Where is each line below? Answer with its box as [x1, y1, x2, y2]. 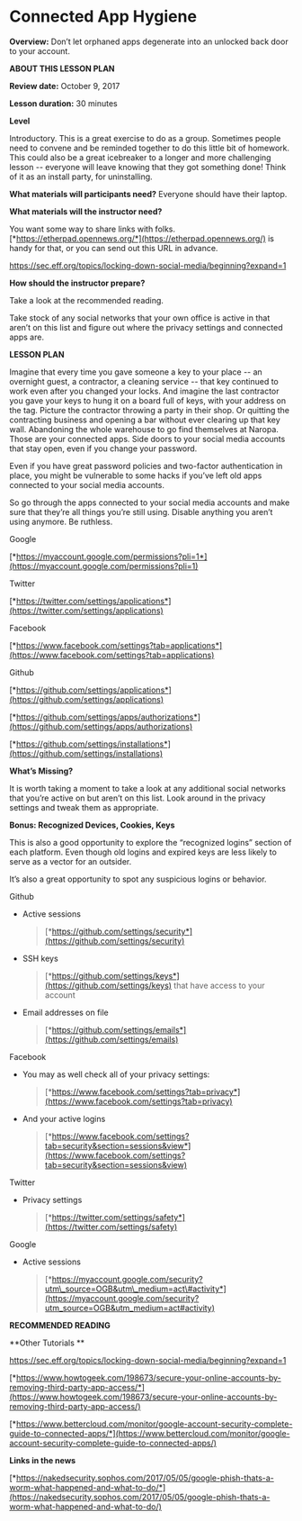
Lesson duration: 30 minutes [9, 97, 119, 109]
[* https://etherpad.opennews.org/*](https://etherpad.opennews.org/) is [9, 232, 274, 244]
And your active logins [22, 1113, 106, 1124]
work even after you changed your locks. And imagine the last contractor [9, 385, 280, 396]
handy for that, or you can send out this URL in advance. [9, 242, 218, 253]
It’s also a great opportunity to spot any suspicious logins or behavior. [9, 874, 267, 884]
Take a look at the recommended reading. [9, 294, 164, 305]
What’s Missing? [9, 765, 74, 776]
